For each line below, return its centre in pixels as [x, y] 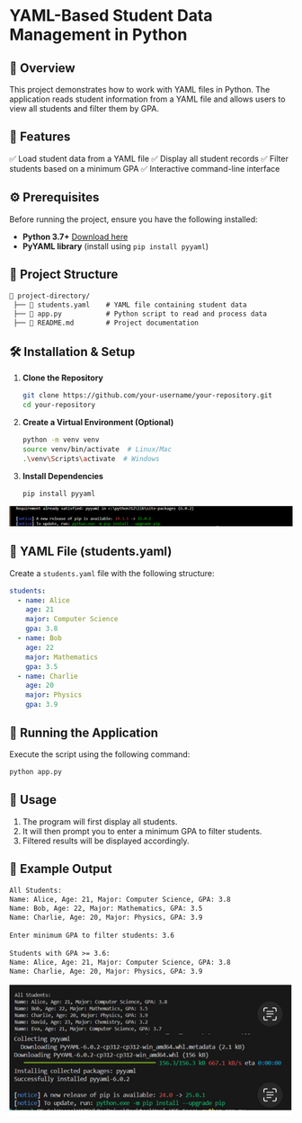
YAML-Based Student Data [111, 16]
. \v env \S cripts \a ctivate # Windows [91, 459]
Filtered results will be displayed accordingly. [106, 841]
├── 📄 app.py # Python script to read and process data [140, 314]
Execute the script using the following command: [100, 754]
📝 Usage [33, 800]
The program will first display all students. [100, 821]
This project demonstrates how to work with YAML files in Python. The [140, 89]
